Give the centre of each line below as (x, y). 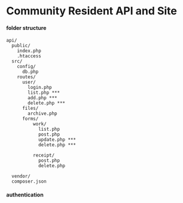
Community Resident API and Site (92, 11)
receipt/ (44, 156)
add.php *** (43, 98)
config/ (26, 67)
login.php (40, 88)
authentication (25, 195)
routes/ (26, 77)
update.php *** (57, 140)
